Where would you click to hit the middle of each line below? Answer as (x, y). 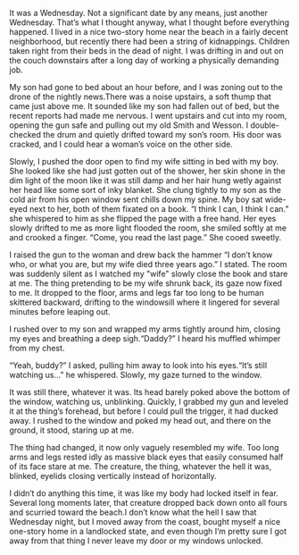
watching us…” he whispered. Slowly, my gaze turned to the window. (136, 375)
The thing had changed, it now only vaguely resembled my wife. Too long (144, 447)
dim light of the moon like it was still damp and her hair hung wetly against (145, 181)
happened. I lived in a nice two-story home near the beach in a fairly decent (149, 32)
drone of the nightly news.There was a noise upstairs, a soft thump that (141, 97)
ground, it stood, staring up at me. (72, 430)
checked (25, 135)
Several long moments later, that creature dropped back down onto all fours (148, 503)
